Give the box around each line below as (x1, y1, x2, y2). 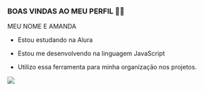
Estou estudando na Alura (17, 36, 93, 44)
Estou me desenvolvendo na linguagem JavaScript (17, 49, 165, 58)
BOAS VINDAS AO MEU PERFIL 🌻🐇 (7, 6, 125, 16)
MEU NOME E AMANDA (7, 22, 76, 31)
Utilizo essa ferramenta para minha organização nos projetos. (17, 63, 198, 71)
